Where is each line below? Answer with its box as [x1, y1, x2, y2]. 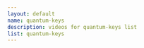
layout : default [7, 10, 55, 18]
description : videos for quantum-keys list [7, 23, 138, 30]
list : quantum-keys [7, 30, 65, 37]
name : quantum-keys [7, 17, 65, 24]
